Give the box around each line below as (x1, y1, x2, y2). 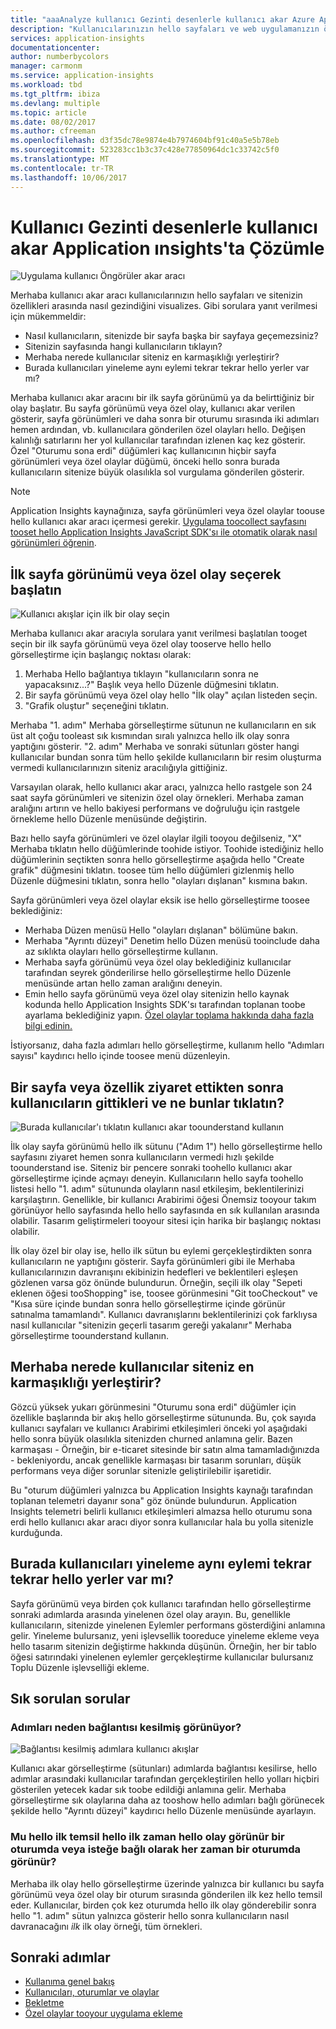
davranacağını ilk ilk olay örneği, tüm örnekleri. (10, 1920, 203, 1932)
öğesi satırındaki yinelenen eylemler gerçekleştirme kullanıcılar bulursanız (10, 1651, 314, 1663)
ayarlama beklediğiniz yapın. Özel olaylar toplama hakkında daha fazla (24, 1009, 315, 1021)
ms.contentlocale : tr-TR (10, 163, 114, 173)
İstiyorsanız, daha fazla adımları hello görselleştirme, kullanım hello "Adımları (10, 1039, 325, 1051)
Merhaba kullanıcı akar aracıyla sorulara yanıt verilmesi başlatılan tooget (10, 627, 308, 640)
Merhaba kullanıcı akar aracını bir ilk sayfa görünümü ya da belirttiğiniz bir (10, 392, 315, 404)
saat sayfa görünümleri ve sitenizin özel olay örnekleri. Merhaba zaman (10, 792, 304, 804)
